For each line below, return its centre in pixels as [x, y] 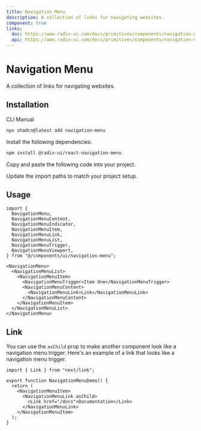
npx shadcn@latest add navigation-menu [56, 130]
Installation [28, 105]
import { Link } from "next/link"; [51, 370]
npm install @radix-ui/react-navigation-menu [64, 153]
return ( [22, 386]
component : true [26, 23]
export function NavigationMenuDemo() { [57, 381]
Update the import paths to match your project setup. [72, 176]
